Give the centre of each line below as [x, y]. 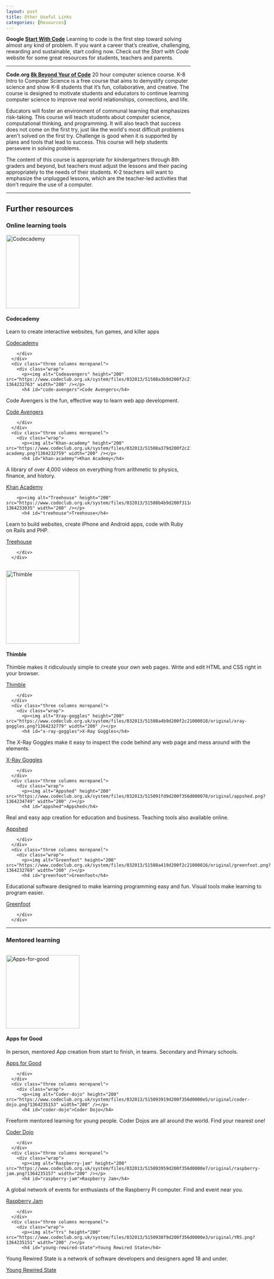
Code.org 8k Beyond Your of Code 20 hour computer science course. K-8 [96, 75]
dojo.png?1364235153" [32, 1104]
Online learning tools [36, 225]
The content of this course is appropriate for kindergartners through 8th [93, 160]
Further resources [40, 209]
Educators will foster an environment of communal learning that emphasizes [98, 111]
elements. [18, 749]
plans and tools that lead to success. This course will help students [87, 142]
